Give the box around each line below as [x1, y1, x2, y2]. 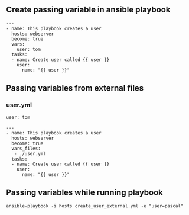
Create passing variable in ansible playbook [6, 5, 171, 15]
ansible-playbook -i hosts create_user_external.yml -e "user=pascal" [6, 203, 184, 209]
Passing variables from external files [6, 83, 144, 94]
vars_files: [11, 145, 41, 152]
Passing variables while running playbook [6, 187, 164, 197]
